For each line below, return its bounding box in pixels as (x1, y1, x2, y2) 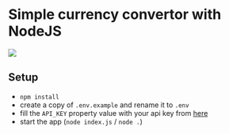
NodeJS (8, 22, 62, 40)
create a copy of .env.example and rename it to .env (19, 100, 189, 110)
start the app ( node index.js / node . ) (19, 117, 143, 126)
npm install (19, 93, 59, 101)
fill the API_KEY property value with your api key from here (19, 108, 208, 117)
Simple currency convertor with (8, 6, 222, 24)
